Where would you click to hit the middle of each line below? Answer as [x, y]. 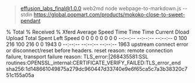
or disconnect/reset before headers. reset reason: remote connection [90, 50]
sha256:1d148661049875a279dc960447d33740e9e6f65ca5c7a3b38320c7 [97, 69]
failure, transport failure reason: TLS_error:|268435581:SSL [77, 57]
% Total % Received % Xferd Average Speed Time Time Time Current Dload [98, 32]
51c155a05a [20, 75]
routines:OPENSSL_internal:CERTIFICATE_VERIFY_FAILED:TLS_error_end [93, 63]
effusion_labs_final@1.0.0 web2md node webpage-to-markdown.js [101, 8]
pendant [30, 21]
